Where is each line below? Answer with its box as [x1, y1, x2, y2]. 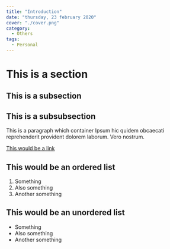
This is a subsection [6, 91, 82, 101]
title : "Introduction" [6, 8, 62, 15]
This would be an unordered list [6, 207, 126, 218]
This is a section [6, 68, 88, 81]
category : [6, 25, 31, 31]
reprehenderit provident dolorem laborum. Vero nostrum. [6, 133, 145, 140]
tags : [6, 36, 20, 42]
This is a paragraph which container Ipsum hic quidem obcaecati [6, 127, 165, 134]
